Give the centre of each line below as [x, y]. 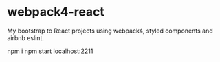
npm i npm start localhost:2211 [50, 51]
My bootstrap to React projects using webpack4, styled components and [110, 31]
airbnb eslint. [26, 37]
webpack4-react [56, 12]
